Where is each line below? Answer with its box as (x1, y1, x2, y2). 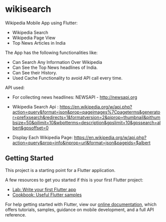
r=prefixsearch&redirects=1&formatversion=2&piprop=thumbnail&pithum (12, 114, 161, 120)
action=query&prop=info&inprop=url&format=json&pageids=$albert (12, 140, 151, 146)
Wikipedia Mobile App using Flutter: (5, 20, 78, 26)
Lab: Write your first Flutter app (12, 186, 77, 192)
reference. (5, 212, 26, 218)
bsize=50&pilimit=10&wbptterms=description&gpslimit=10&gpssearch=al (12, 119, 161, 125)
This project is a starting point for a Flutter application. (5, 167, 116, 173)
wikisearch (5, 3, 51, 15)
